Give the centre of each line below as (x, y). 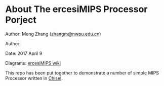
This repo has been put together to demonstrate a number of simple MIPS (82, 73)
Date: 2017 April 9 (24, 53)
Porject (21, 20)
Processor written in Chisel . (34, 78)
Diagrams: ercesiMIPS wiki (33, 63)
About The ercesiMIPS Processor (76, 9)
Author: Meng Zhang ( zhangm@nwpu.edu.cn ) (53, 34)
